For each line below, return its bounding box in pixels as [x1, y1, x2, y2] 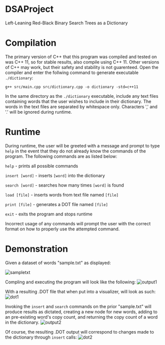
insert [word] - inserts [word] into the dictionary [5, 172, 105, 178]
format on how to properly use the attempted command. [5, 226, 120, 232]
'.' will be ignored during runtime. [5, 109, 72, 115]
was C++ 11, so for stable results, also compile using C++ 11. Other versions [5, 59, 160, 65]
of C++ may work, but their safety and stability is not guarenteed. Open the [5, 64, 159, 70]
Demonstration [5, 243, 68, 254]
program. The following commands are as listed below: [5, 153, 117, 159]
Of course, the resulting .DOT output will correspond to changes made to [5, 329, 155, 335]
